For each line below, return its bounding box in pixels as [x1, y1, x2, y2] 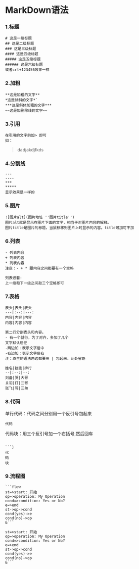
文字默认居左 [5, 340, 28, 345]
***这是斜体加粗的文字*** [5, 102, 52, 108]
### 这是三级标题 [5, 47, 36, 51]
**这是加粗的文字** [5, 92, 40, 97]
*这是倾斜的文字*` [5, 97, 38, 102]
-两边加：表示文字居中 [5, 346, 45, 351]
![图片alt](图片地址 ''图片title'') [5, 215, 75, 220]
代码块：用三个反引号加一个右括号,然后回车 [5, 430, 93, 436]
